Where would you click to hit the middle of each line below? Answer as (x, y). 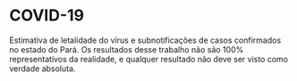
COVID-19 (47, 16)
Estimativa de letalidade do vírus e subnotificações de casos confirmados (145, 40)
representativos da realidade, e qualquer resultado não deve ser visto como (149, 59)
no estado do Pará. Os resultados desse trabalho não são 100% (127, 49)
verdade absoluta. (42, 69)
